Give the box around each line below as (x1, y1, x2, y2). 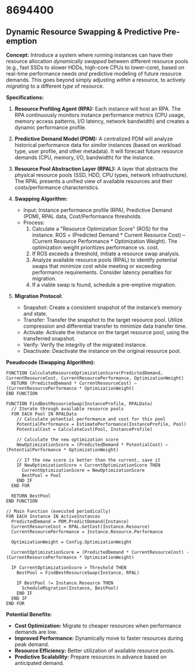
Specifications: (6, 94, 44, 101)
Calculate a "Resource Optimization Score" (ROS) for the (32, 225, 168, 232)
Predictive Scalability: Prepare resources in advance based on (14, 653, 167, 660)
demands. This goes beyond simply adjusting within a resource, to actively (6, 77, 186, 83)
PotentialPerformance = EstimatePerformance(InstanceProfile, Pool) (16, 421, 187, 427)
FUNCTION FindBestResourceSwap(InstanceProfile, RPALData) (6, 401, 153, 407)
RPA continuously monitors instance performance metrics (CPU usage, (14, 112, 185, 118)
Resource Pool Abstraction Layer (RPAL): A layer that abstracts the (14, 165, 178, 172)
